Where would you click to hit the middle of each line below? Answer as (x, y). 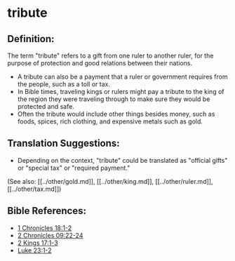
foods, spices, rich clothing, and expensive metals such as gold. (110, 121)
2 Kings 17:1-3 (38, 243)
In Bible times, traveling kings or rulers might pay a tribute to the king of (121, 92)
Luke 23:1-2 (34, 250)
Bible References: (47, 211)
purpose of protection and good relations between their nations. (100, 63)
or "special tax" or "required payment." (74, 168)
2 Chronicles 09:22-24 (50, 235)
